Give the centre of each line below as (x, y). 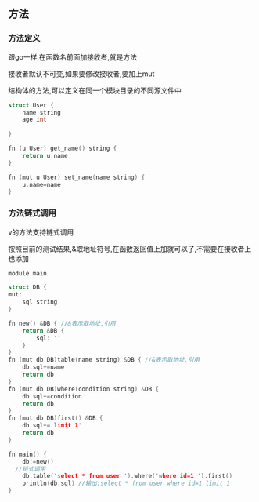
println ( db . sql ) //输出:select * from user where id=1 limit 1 (126, 484)
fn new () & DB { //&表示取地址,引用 (62, 323)
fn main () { (27, 454)
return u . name (45, 155)
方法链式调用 (32, 213)
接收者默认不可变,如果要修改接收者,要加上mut (81, 74)
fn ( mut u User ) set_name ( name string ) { (77, 177)
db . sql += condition (52, 396)
